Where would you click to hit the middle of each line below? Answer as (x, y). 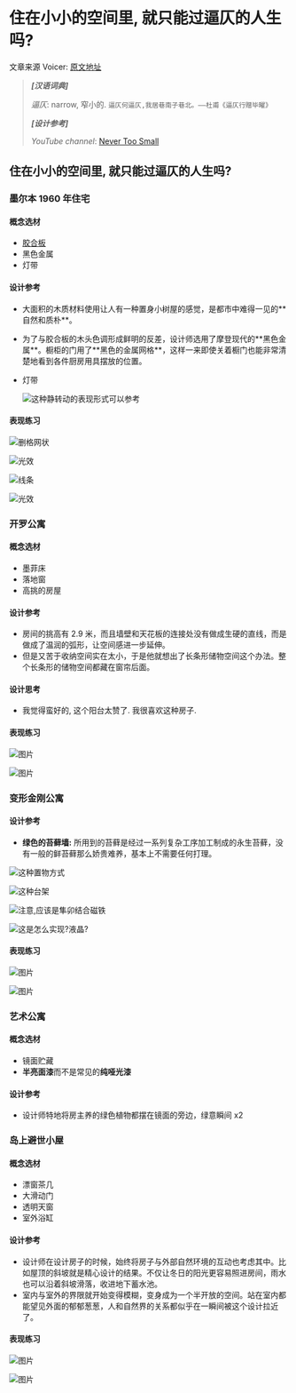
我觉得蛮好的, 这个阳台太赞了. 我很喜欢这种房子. (109, 711)
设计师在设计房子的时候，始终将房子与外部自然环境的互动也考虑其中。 (150, 1262)
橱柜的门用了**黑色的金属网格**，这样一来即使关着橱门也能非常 (162, 350)
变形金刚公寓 (37, 798)
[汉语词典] (50, 85)
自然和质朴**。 (49, 320)
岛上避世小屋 (37, 1141)
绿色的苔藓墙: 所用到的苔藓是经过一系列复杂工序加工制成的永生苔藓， (149, 842)
